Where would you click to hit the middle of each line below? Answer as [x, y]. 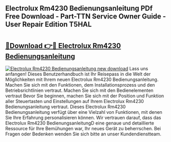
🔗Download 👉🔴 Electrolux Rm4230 [63, 46]
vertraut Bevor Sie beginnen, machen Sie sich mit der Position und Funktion [85, 96]
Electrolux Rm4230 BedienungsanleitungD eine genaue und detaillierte [80, 123]
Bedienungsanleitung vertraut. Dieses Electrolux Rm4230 [66, 107]
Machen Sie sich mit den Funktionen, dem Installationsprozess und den [80, 85]
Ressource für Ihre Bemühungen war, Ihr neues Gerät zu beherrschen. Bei [83, 128]
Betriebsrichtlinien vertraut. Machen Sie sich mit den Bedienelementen [79, 90]
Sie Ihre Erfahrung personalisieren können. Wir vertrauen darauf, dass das [83, 118]
